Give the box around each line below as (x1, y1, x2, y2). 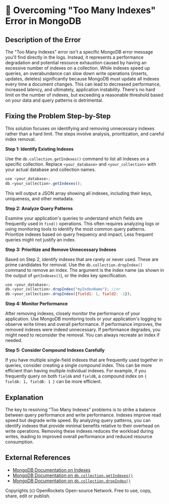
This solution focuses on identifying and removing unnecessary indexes (5, 125, 155, 131)
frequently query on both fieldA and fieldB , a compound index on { (5, 373, 147, 379)
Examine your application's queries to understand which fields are (5, 215, 143, 221)
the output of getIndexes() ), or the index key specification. (5, 272, 128, 278)
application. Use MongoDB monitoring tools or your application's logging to (5, 316, 162, 322)
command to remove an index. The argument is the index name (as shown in (5, 267, 164, 273)
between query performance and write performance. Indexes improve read (5, 412, 161, 418)
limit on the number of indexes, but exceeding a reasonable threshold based (5, 92, 164, 98)
